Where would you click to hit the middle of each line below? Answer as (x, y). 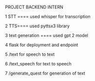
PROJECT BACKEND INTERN (34, 7)
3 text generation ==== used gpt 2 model (47, 35)
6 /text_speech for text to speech (38, 64)
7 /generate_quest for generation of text (45, 73)
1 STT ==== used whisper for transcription (48, 16)
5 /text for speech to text (30, 54)
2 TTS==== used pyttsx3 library (37, 26)
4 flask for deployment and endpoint (42, 45)
